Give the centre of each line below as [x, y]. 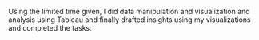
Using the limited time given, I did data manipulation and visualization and [129, 11]
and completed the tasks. [50, 28]
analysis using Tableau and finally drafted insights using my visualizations [130, 20]
